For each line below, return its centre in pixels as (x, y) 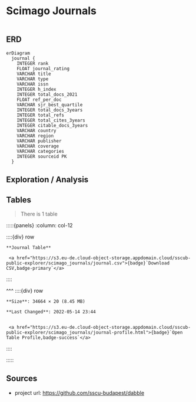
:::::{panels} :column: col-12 (39, 225)
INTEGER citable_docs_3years (52, 125)
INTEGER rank (33, 63)
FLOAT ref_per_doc (39, 99)
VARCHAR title (34, 74)
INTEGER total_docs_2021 (47, 94)
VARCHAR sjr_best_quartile (50, 104)
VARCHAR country (37, 130)
